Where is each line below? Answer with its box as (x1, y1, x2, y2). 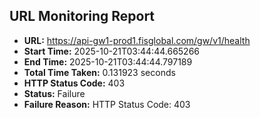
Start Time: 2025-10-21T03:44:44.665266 (23, 45, 201, 57)
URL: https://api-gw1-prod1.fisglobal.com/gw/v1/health (23, 34, 251, 46)
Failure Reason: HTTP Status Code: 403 (23, 98, 191, 110)
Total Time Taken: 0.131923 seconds (23, 66, 176, 78)
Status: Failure (23, 87, 86, 99)
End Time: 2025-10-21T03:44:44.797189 (23, 55, 193, 68)
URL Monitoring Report (9, 8, 156, 25)
